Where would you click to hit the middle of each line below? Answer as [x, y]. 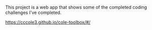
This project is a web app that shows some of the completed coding [76, 7]
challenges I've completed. [33, 12]
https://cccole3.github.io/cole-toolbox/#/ [48, 22]
